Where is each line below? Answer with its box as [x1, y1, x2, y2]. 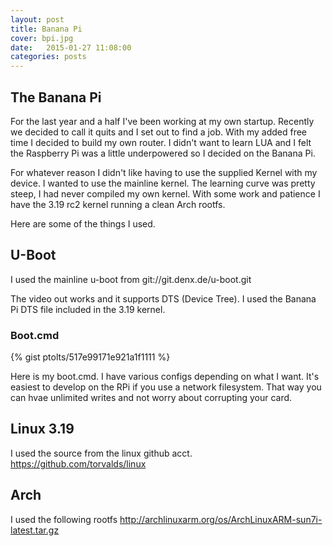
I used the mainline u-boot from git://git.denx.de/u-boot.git [10, 273, 252, 285]
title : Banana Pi [10, 24, 83, 34]
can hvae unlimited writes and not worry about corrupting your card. [10, 392, 293, 404]
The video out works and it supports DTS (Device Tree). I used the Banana [10, 292, 317, 305]
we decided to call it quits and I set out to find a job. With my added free [10, 126, 308, 138]
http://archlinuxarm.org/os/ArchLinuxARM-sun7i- [119, 513, 323, 525]
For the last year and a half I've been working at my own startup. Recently [10, 115, 315, 127]
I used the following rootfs [10, 513, 118, 525]
